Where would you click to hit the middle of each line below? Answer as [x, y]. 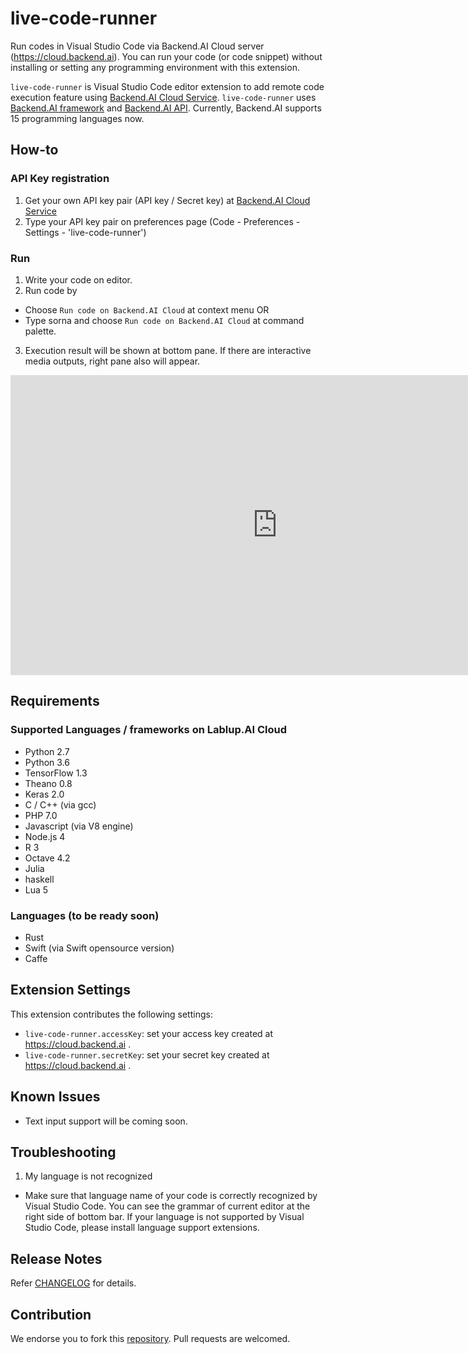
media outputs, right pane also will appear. [112, 361]
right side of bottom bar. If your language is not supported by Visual [164, 1217]
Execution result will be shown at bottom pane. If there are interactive [168, 350]
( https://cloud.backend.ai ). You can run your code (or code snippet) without [166, 56]
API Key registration [60, 179]
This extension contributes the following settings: [111, 1014]
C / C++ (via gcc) [60, 804]
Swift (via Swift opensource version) [99, 948]
